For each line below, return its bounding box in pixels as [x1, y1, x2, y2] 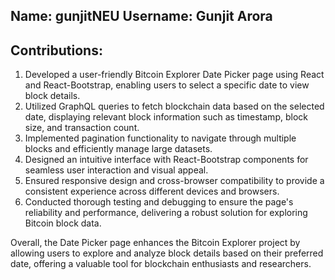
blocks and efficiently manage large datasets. [24, 143, 213, 155]
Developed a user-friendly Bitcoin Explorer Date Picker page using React [24, 69, 325, 81]
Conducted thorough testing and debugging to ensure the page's [24, 196, 294, 208]
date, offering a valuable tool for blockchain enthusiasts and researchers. [10, 258, 312, 270]
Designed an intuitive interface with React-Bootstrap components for [24, 154, 309, 166]
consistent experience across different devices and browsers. [24, 185, 280, 198]
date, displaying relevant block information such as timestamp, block [24, 111, 308, 123]
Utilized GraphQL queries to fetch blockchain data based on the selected [24, 100, 325, 113]
